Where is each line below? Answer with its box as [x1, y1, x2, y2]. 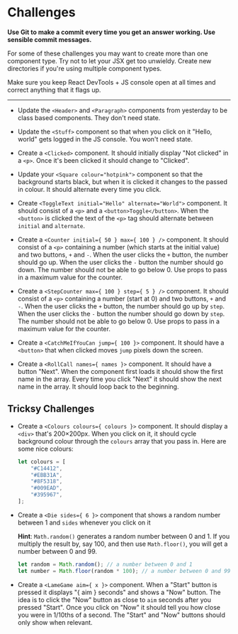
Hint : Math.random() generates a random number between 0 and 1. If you [17, 532, 230, 540]
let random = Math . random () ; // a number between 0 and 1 [17, 561, 193, 568]
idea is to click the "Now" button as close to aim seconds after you [17, 595, 211, 604]
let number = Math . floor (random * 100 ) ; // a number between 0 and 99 [17, 567, 231, 574]
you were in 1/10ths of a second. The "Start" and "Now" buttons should [17, 611, 225, 619]
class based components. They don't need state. [17, 113, 161, 122]
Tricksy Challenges [7, 403, 95, 415]
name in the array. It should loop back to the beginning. [17, 382, 179, 391]
